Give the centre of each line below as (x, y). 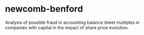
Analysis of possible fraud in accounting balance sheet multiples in (72, 22)
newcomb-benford (44, 9)
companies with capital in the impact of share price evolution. (67, 27)
